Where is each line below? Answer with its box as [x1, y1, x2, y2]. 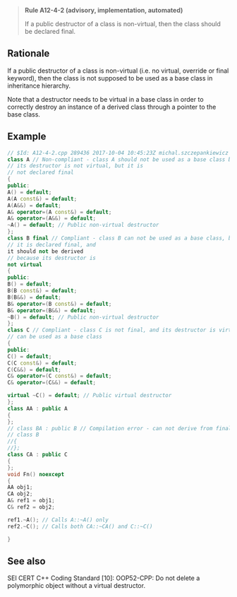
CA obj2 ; [7, 490, 33, 497]
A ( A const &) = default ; [7, 195, 78, 202]
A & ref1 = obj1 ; [7, 497, 55, 504]
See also [7, 555, 46, 567]
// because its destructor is [7, 254, 97, 261]
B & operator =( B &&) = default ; [7, 307, 97, 314]
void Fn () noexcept [7, 471, 65, 478]
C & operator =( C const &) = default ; [7, 372, 112, 380]
